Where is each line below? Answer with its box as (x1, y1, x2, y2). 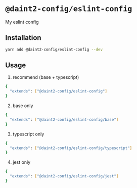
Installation (5, 33, 41, 42)
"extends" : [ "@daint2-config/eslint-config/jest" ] (10, 174, 119, 179)
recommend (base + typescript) (12, 74, 79, 80)
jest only (12, 159, 31, 165)
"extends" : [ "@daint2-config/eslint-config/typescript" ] (10, 146, 132, 151)
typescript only (12, 131, 44, 137)
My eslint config (5, 19, 39, 25)
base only (12, 103, 33, 109)
